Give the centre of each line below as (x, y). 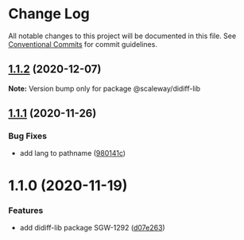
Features (26, 210)
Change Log (49, 14)
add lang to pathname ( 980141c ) (72, 153)
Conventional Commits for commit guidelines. (83, 44)
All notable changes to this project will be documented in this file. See (122, 36)
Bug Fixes (28, 136)
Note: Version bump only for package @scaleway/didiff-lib (105, 88)
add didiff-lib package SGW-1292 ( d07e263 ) (92, 227)
